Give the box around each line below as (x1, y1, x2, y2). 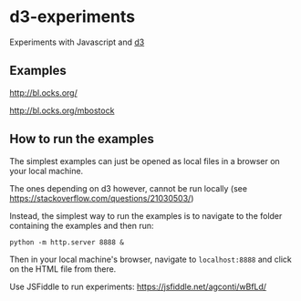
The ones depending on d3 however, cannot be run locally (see (9, 182, 248, 193)
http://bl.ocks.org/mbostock (9, 105, 115, 116)
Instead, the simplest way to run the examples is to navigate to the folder (9, 210, 283, 221)
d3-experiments (9, 6, 136, 27)
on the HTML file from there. (9, 263, 117, 275)
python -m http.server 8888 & (9, 237, 125, 247)
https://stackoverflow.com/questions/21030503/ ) (9, 192, 194, 203)
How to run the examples (9, 131, 155, 147)
